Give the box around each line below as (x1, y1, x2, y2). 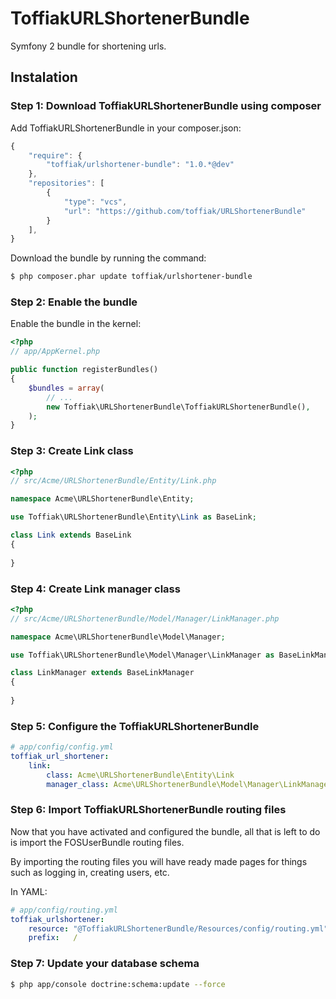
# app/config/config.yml (10, 742, 114, 752)
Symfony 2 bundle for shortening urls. (10, 40, 167, 52)
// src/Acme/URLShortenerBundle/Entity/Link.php (10, 476, 217, 486)
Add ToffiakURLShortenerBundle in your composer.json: (10, 122, 242, 134)
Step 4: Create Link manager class (10, 582, 181, 596)
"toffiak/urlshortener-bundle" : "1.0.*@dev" (46, 160, 235, 170)
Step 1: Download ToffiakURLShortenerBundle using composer (10, 99, 322, 113)
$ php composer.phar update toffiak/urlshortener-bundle (10, 272, 253, 282)
